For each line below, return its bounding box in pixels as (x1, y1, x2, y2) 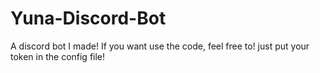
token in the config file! (10, 50, 106, 62)
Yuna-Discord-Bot (10, 7, 167, 30)
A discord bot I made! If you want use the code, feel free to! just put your (10, 40, 310, 52)
